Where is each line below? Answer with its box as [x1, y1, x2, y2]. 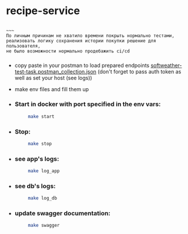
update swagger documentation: [14, 209, 110, 218]
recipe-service [6, 4, 80, 18]
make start [28, 113, 55, 119]
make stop [28, 141, 52, 146]
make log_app [28, 168, 60, 174]
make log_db [28, 195, 58, 201]
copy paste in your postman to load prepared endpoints [14, 62, 150, 69]
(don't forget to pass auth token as [98, 68, 182, 75]
